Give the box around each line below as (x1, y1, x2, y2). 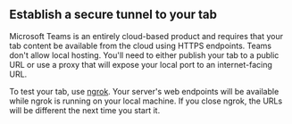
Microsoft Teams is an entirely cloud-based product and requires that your (9, 30, 284, 41)
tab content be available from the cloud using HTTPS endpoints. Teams (9, 40, 272, 51)
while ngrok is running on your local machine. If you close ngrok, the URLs (9, 95, 283, 106)
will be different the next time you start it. (9, 104, 161, 115)
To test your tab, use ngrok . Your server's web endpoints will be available (9, 86, 279, 96)
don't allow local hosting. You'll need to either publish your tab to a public (9, 49, 279, 61)
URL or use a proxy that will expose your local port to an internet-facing (9, 59, 272, 70)
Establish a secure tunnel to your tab (9, 7, 217, 22)
